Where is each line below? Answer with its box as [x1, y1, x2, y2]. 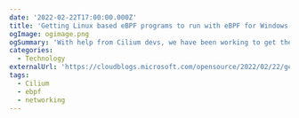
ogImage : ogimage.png [9, 29, 90, 38]
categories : [9, 46, 53, 55]
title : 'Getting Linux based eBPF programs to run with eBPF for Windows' [9, 21, 293, 30]
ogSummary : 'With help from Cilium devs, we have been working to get [9, 37, 277, 47]
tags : [9, 71, 29, 80]
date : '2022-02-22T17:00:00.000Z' [9, 12, 138, 22]
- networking [17, 95, 66, 105]
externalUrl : [9, 63, 58, 72]
